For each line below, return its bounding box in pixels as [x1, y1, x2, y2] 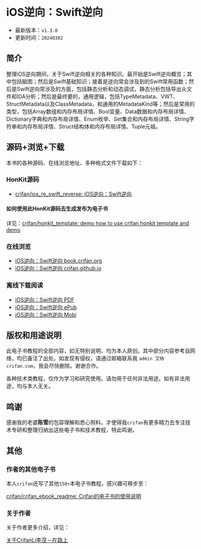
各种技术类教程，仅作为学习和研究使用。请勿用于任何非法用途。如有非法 [6, 375, 185, 382]
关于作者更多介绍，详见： [6, 524, 70, 531]
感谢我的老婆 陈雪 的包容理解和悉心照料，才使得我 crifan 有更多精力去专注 [6, 419, 185, 426]
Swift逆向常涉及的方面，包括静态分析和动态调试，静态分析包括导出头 [16, 85, 187, 92]
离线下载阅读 [6, 281, 44, 290]
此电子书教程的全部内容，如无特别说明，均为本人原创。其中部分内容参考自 [6, 347, 190, 355]
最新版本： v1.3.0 [14, 26, 58, 34]
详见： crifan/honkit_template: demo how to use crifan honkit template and [6, 220, 190, 227]
